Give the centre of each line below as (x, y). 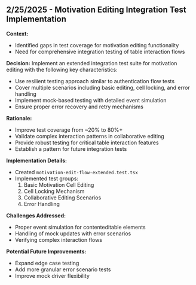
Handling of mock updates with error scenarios (73, 234)
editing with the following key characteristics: (62, 69)
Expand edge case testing (47, 263)
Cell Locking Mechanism (54, 191)
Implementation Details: (37, 160)
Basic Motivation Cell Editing (59, 184)
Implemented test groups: (47, 178)
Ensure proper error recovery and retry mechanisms (79, 107)
